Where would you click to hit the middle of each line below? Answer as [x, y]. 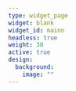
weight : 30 [26, 45]
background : [35, 67]
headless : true [33, 38]
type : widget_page [38, 15]
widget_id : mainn [36, 30]
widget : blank [31, 23]
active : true [29, 52]
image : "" [38, 74]
